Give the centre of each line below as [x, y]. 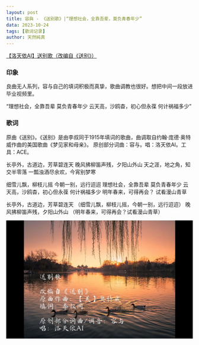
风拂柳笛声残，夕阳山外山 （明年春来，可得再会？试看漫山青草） [85, 211]
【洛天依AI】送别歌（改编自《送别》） [52, 56]
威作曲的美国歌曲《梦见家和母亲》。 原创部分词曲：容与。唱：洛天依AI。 [94, 144]
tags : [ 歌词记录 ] [26, 31]
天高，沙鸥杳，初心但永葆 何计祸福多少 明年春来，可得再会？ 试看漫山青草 [97, 191]
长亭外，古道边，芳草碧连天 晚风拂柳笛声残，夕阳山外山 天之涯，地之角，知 [98, 164]
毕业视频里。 [22, 94]
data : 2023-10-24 [28, 25]
